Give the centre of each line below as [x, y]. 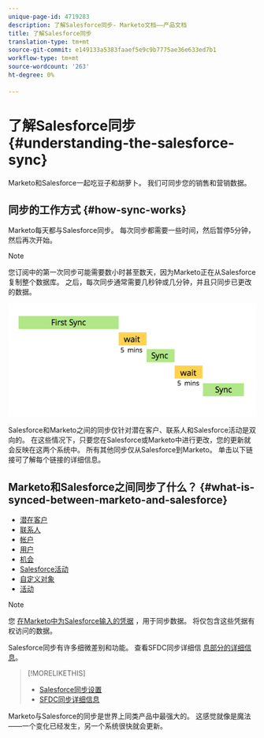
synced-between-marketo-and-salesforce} [118, 500]
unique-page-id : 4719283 [49, 17]
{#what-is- [227, 487]
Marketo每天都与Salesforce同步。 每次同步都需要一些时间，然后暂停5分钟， [132, 230]
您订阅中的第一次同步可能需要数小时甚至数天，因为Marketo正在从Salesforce [132, 272]
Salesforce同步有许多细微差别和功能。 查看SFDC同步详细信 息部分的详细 [126, 648]
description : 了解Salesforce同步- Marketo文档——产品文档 [98, 25]
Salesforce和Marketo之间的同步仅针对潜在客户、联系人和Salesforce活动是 [129, 430]
